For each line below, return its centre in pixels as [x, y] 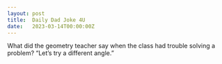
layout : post [26, 13]
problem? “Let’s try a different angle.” [61, 53]
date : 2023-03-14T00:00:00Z [51, 26]
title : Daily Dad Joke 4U [46, 20]
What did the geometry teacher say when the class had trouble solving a [111, 46]
